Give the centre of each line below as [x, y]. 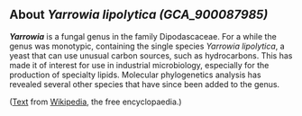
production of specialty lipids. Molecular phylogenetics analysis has [135, 75]
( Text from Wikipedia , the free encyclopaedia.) [96, 102]
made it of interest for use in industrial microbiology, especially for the [139, 65]
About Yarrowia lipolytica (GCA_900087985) [139, 15]
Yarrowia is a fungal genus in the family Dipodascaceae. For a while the [143, 36]
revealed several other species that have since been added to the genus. [145, 84]
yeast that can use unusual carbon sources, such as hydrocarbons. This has [151, 55]
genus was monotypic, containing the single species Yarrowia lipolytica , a [147, 46]
